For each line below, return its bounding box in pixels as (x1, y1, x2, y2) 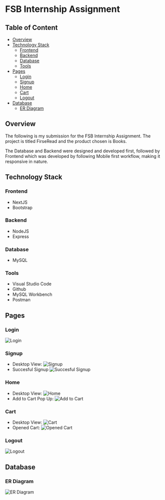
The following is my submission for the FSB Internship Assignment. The (5, 133, 151, 139)
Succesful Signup (12, 367, 49, 373)
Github (12, 286, 26, 292)
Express (12, 233, 29, 240)
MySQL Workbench (12, 291, 53, 297)
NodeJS (12, 228, 29, 234)
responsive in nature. (5, 158, 49, 164)
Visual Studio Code (12, 281, 52, 287)
